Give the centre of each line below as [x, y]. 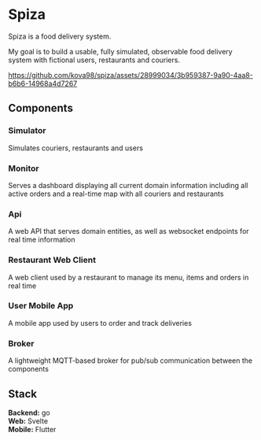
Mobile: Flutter [32, 429]
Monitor [24, 168]
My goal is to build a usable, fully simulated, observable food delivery [121, 51]
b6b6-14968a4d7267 [43, 83]
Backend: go [29, 412]
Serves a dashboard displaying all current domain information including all [128, 185]
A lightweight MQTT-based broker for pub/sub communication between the [130, 361]
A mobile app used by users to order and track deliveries [100, 323]
